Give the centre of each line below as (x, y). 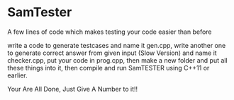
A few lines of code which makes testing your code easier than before (110, 32)
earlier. (18, 75)
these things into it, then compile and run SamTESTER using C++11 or (108, 68)
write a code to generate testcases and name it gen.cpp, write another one (117, 45)
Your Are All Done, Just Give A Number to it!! (73, 89)
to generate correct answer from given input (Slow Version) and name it (112, 53)
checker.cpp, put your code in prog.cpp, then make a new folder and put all (118, 60)
